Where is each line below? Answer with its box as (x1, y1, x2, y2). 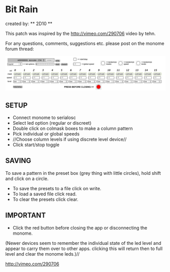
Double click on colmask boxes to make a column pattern (12, 125, 133, 131)
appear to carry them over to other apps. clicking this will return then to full (5, 245, 163, 252)
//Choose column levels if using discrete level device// (12, 137, 127, 143)
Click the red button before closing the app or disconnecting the (12, 224, 148, 231)
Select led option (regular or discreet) (12, 120, 92, 126)
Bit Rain (5, 4, 38, 15)
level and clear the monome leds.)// (5, 251, 80, 257)
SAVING (5, 156, 32, 165)
